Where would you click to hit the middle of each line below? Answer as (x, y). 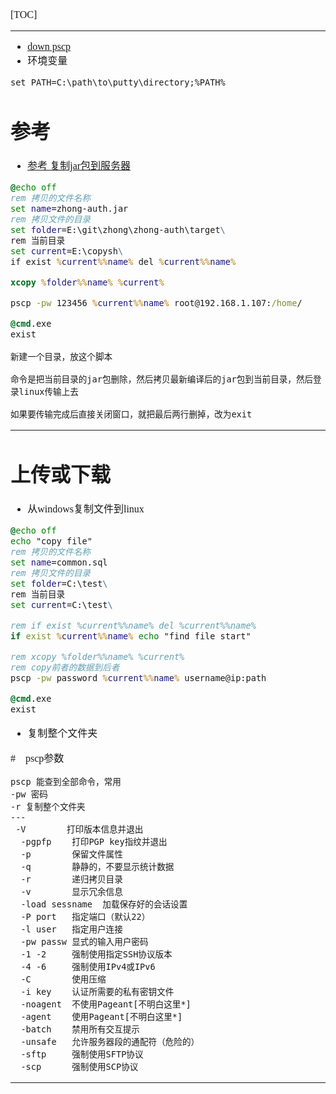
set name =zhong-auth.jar (69, 209)
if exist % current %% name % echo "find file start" (131, 636)
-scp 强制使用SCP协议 (79, 1067)
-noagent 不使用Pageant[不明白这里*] (106, 1004)
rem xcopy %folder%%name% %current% (97, 657)
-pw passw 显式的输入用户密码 (84, 942)
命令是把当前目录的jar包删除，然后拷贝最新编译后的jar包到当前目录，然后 (162, 379)
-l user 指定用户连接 (71, 929)
